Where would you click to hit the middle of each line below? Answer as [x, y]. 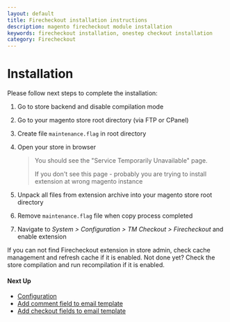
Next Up [19, 281]
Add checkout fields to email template [72, 311]
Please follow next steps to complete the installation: [82, 93]
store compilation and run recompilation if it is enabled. [86, 265]
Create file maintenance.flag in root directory [82, 134]
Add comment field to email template [70, 304]
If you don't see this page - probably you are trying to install [121, 174]
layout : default [31, 14]
